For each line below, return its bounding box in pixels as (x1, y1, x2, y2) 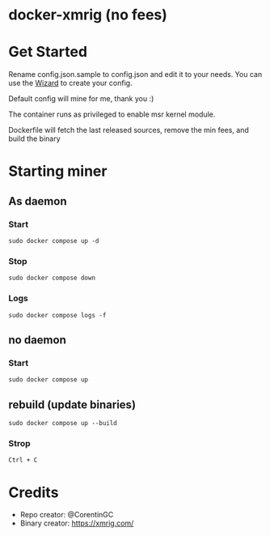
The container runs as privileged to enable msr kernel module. (8, 109, 216, 119)
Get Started (8, 43, 87, 62)
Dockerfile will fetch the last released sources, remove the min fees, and (8, 125, 249, 135)
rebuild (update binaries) (8, 398, 136, 411)
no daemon (8, 333, 66, 347)
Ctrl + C (8, 456, 38, 465)
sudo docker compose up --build (8, 419, 117, 428)
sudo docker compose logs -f (8, 311, 107, 319)
